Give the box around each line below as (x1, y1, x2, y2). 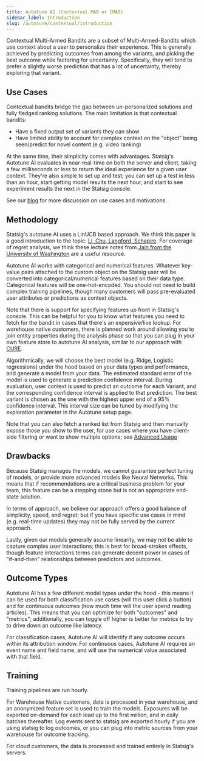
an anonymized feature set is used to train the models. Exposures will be (6, 705, 188, 712)
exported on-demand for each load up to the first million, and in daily (6, 711, 178, 719)
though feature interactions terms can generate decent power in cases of (6, 549, 190, 556)
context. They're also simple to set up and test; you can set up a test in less (6, 172, 195, 180)
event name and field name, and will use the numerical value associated (6, 646, 186, 654)
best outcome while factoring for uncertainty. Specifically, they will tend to (6, 56, 192, 64)
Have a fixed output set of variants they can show (15, 128, 140, 135)
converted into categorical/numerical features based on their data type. (6, 275, 185, 282)
